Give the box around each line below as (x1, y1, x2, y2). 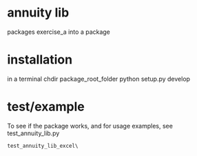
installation (7, 52, 73, 68)
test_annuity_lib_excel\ (7, 142, 79, 149)
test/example (7, 99, 85, 115)
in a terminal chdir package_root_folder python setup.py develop (7, 75, 191, 83)
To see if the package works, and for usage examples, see (7, 121, 174, 130)
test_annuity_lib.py (7, 129, 60, 137)
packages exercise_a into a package (7, 28, 110, 36)
